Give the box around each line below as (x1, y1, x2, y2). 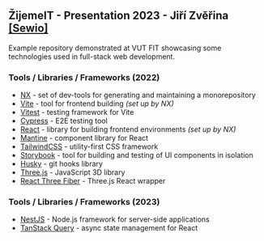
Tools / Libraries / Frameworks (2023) (8, 197, 160, 208)
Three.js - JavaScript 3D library (19, 167, 126, 177)
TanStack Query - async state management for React (19, 223, 198, 233)
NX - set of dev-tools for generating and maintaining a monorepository (19, 91, 257, 100)
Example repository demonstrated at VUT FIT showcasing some (8, 43, 222, 53)
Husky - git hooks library (19, 159, 104, 169)
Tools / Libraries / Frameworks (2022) (8, 71, 160, 82)
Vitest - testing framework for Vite (19, 108, 134, 117)
